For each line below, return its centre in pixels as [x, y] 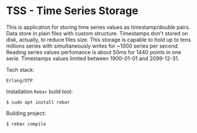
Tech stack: [20, 69]
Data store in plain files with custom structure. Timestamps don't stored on [97, 33]
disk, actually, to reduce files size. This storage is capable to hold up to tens [98, 39]
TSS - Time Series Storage [72, 11]
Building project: [26, 113]
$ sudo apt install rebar [38, 102]
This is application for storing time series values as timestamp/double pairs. [98, 27]
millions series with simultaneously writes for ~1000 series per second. [93, 46]
